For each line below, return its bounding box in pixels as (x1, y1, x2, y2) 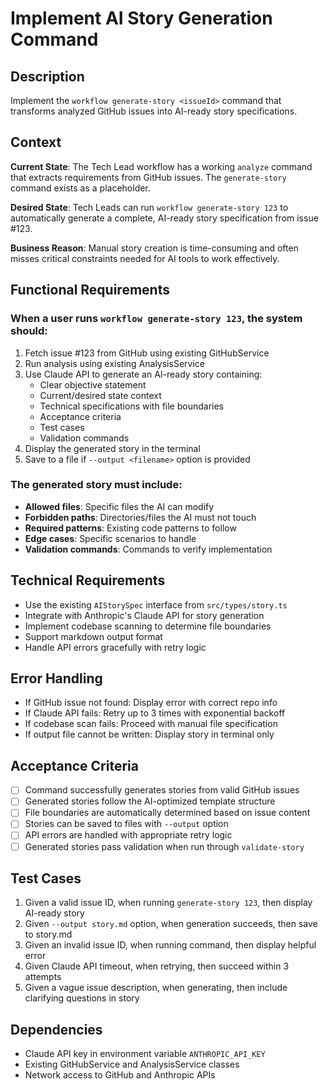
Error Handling (10, 670, 103, 687)
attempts (24, 971, 62, 983)
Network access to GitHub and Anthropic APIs (24, 1069, 216, 1081)
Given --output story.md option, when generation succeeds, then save (24, 918, 318, 930)
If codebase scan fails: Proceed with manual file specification (24, 718, 278, 730)
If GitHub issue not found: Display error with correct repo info (24, 697, 278, 709)
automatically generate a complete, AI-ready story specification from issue (10, 212, 319, 224)
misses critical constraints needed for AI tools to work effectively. (10, 252, 280, 264)
